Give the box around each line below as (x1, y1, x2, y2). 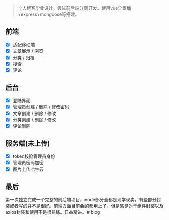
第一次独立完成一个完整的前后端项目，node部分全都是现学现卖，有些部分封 (5, 197, 161, 203)
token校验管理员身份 (12, 153, 55, 159)
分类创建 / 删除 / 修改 (12, 117, 56, 123)
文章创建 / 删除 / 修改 (12, 111, 56, 117)
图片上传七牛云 (12, 166, 44, 172)
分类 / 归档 (12, 54, 35, 60)
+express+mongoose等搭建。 (17, 11, 80, 17)
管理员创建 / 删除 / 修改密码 (12, 104, 69, 110)
